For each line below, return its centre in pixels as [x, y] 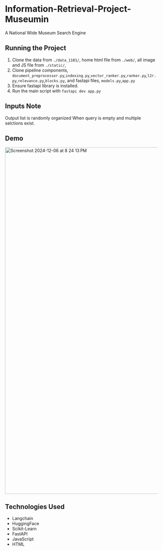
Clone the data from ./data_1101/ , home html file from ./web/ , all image [83, 60]
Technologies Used [35, 506]
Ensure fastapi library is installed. [45, 86]
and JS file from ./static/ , [39, 65]
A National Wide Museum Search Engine [46, 33]
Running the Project [36, 48]
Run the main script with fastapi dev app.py [56, 91]
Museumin [27, 19]
